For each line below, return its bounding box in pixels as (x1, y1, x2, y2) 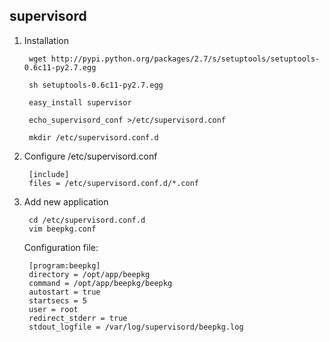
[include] (28, 169, 70, 179)
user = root (28, 304, 79, 314)
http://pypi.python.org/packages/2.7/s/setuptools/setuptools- (50, 54, 321, 64)
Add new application (23, 195, 109, 208)
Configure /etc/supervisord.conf (23, 150, 158, 162)
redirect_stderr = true (28, 313, 128, 323)
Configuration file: (23, 241, 99, 253)
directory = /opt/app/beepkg (28, 269, 151, 279)
